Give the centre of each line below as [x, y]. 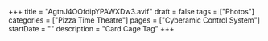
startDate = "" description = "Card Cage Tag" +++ [91, 29]
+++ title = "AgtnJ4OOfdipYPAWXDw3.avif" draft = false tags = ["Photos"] [132, 12]
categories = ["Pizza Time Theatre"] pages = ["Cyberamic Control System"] [134, 20]
